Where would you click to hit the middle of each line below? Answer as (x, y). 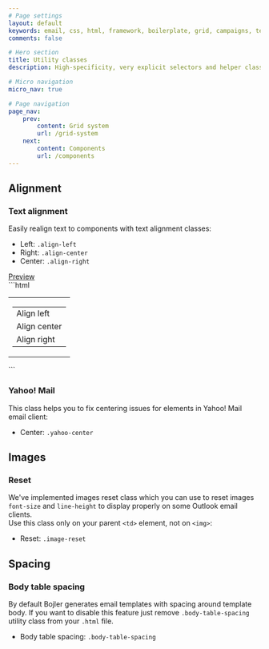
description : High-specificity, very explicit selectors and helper (125, 68)
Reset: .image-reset (53, 538)
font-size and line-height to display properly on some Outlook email (123, 506)
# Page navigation (39, 104)
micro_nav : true (35, 89)
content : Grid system (73, 126)
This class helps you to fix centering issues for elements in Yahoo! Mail (125, 408)
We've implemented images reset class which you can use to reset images (131, 498)
